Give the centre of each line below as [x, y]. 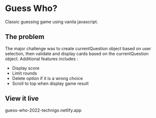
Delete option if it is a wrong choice [47, 78]
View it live [22, 98]
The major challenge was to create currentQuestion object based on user [78, 48]
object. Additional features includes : [42, 59]
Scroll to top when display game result [50, 83]
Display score [26, 68]
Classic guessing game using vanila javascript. [52, 22]
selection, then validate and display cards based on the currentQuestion [77, 53]
